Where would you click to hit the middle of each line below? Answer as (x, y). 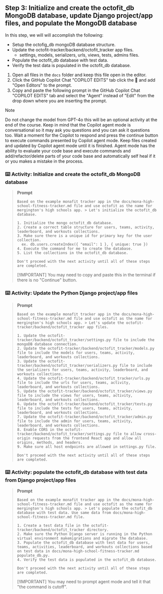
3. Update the (31, 361)
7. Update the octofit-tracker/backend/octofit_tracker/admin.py (84, 417)
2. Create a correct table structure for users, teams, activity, (86, 227)
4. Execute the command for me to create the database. (75, 249)
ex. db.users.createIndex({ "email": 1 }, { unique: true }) (85, 244)
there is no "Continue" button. (47, 280)
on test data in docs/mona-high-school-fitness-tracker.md (78, 551)
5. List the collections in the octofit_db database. (72, 253)
